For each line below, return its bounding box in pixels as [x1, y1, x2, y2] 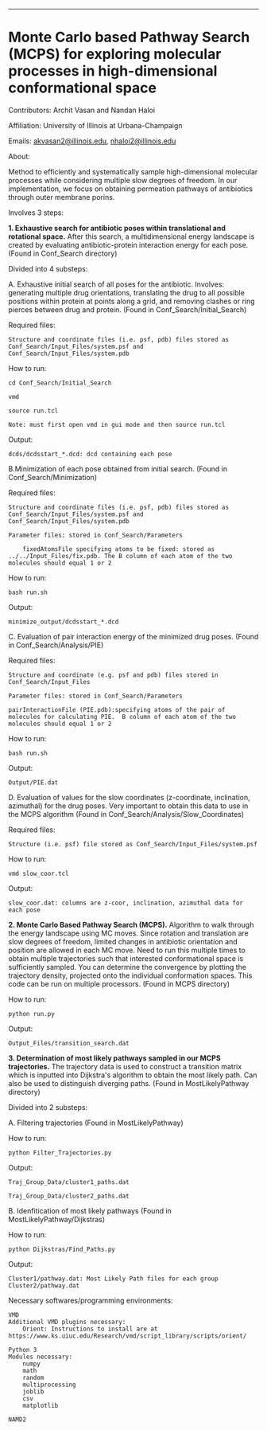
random [22, 1373, 44, 1381]
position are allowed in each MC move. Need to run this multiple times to [8, 945, 246, 955]
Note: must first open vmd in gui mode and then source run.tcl [8, 420, 226, 428]
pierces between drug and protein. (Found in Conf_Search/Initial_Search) [8, 304, 247, 315]
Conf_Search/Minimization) [8, 472, 98, 482]
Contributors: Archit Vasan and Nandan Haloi [8, 105, 156, 115]
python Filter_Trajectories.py [8, 1148, 112, 1157]
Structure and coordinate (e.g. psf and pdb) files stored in [8, 670, 219, 679]
